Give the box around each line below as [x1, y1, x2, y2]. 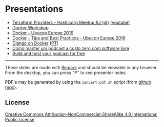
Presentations [5, 3, 63, 15]
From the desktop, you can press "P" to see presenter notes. [5, 70, 127, 75]
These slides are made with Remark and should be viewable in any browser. [5, 64, 158, 70]
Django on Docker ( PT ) [12, 40, 59, 46]
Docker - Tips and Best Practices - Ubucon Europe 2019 [12, 35, 125, 41]
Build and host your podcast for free [12, 50, 85, 56]
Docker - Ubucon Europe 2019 [12, 30, 74, 36]
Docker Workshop [12, 24, 49, 30]
